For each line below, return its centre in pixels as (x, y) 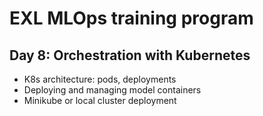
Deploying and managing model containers (112, 90)
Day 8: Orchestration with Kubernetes (130, 55)
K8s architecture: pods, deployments (100, 79)
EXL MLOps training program (131, 18)
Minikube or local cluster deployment (100, 100)
